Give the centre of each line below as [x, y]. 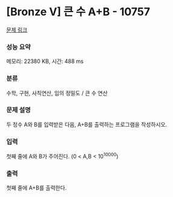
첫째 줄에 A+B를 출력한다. [37, 188]
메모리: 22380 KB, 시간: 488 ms [45, 61]
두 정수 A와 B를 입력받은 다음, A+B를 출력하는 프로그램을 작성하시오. [87, 124]
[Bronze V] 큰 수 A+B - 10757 [78, 12]
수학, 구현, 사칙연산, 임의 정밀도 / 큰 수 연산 [57, 93]
